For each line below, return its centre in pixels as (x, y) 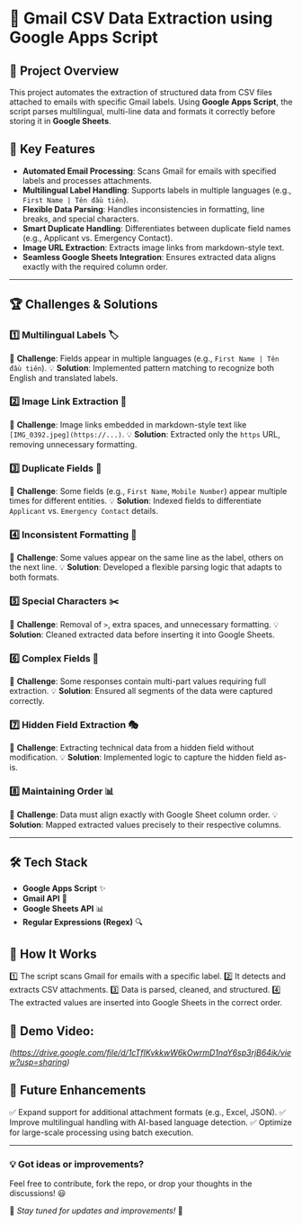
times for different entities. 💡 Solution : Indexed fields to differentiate (136, 501)
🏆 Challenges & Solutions (84, 305)
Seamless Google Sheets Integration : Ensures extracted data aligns (149, 257)
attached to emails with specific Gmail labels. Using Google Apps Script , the (151, 102)
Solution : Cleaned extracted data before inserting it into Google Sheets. (142, 635)
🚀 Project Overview (64, 71)
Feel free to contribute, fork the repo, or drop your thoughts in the (131, 1184)
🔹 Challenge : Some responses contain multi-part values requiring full (138, 681)
